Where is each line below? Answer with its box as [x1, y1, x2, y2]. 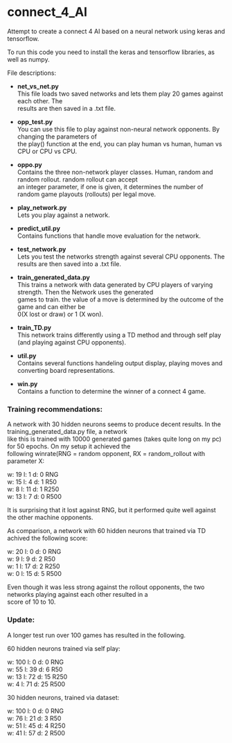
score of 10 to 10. [7, 597, 56, 606]
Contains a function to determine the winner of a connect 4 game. [17, 387, 206, 395]
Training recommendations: [7, 404, 102, 414]
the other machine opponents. [7, 514, 93, 522]
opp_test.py [17, 117, 53, 125]
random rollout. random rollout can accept [17, 175, 139, 184]
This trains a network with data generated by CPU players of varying [17, 280, 213, 288]
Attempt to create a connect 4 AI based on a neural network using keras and [7, 27, 225, 35]
